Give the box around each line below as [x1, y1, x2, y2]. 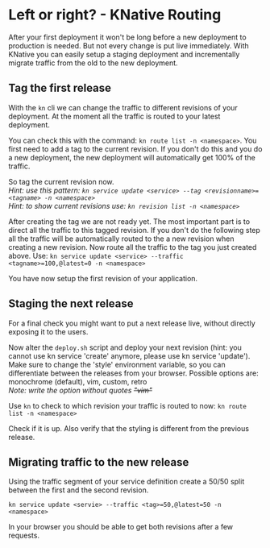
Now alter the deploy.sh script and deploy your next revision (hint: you [8, 342, 242, 352]
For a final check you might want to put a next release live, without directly [8, 318, 255, 328]
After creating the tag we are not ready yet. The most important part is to [8, 216, 251, 226]
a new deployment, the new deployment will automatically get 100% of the [8, 152, 255, 162]
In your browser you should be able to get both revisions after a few [8, 522, 234, 532]
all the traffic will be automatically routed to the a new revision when [8, 234, 235, 243]
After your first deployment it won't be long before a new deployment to [8, 32, 247, 42]
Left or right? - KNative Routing [8, 6, 222, 24]
